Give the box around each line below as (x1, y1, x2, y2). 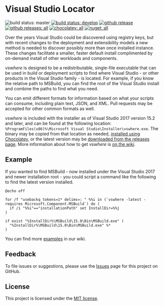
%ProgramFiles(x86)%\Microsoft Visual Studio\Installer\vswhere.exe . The (5, 125, 159, 131)
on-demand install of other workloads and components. (5, 55, 118, 61)
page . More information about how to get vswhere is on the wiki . (5, 141, 136, 147)
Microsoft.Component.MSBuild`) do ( (25, 201, 100, 206)
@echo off (5, 188, 26, 194)
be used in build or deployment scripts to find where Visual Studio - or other (5, 70, 159, 76)
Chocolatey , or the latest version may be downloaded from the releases (5, 136, 150, 142)
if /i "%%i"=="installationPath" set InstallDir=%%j (9, 205, 120, 211)
